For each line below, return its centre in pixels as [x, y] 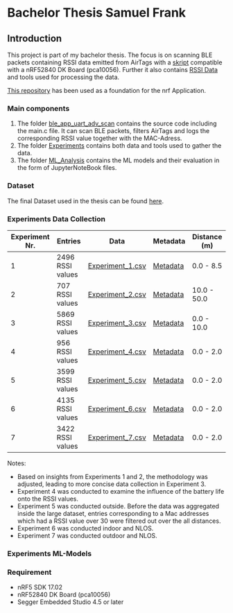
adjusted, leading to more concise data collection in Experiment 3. [112, 484]
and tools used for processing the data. [63, 77]
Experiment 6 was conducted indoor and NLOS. [85, 528]
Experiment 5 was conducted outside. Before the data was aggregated [118, 506]
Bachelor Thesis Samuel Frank [96, 13]
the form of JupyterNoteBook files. [67, 168]
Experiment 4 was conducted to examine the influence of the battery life [121, 491]
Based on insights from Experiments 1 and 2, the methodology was [112, 476]
